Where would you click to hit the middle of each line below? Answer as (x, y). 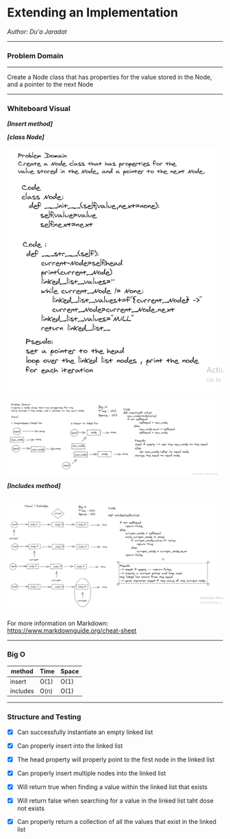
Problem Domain (35, 56)
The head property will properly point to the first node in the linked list (116, 759)
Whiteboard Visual (39, 109)
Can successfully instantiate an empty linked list (85, 732)
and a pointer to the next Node (50, 84)
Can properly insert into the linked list (70, 746)
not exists (31, 808)
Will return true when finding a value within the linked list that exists (112, 787)
